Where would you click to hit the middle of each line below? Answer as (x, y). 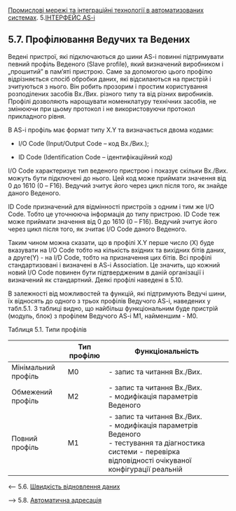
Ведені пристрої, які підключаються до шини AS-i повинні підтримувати (116, 56)
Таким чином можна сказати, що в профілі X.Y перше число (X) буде (111, 242)
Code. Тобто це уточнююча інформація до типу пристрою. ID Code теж (114, 214)
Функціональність (167, 351)
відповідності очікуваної (150, 460)
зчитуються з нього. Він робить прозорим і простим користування (108, 86)
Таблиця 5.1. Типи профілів (47, 329)
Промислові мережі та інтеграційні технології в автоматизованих (106, 10)
